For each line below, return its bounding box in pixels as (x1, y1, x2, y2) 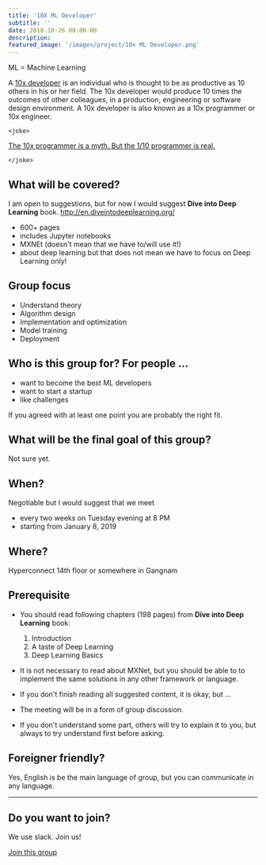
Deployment (19, 333, 60, 343)
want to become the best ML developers (19, 378, 152, 387)
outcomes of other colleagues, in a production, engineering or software (8, 95, 241, 105)
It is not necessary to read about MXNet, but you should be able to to (19, 665, 245, 675)
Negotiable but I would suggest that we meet (8, 498, 155, 508)
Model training (19, 326, 67, 335)
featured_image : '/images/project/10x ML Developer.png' (8, 41, 200, 49)
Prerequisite (8, 589, 70, 602)
